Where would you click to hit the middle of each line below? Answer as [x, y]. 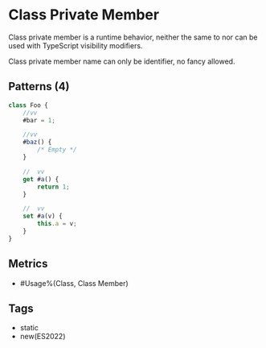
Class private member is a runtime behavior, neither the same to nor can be [133, 37]
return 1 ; [53, 187]
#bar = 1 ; [39, 120]
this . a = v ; [57, 224]
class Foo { [28, 105]
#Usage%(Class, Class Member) [74, 283]
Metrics [28, 264]
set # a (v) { [43, 216]
